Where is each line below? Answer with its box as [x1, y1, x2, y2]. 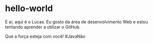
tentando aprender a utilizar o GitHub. [5, 24, 81, 29]
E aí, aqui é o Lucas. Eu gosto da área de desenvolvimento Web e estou [5, 19, 148, 25]
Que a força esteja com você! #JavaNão [5, 33, 86, 39]
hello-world [5, 3, 53, 14]
